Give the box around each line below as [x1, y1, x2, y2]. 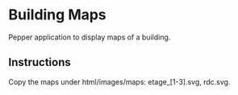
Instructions [8, 56, 71, 69]
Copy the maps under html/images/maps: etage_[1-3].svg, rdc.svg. [8, 76, 231, 86]
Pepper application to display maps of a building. [8, 32, 171, 42]
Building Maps [8, 6, 106, 24]
